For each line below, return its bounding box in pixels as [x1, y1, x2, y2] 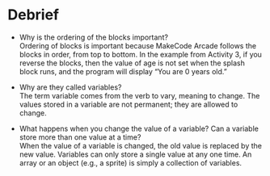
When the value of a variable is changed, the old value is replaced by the [19, 140, 262, 150]
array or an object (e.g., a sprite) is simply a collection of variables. [19, 157, 243, 167]
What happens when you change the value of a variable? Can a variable [19, 124, 259, 133]
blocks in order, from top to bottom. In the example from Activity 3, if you [19, 49, 262, 59]
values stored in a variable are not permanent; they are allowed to [19, 99, 238, 109]
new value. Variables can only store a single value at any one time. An [19, 149, 252, 159]
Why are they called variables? [19, 82, 122, 92]
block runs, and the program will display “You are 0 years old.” [19, 66, 227, 76]
